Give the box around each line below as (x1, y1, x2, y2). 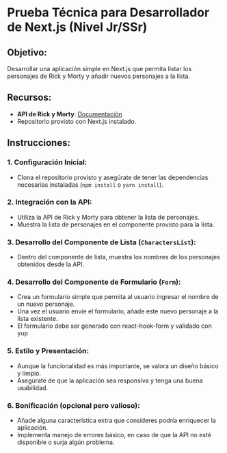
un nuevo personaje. (16, 300, 75, 309)
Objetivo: (7, 47, 48, 58)
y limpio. (16, 369, 42, 377)
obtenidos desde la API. (16, 260, 84, 268)
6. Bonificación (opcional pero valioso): (7, 400, 140, 410)
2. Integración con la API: (7, 197, 92, 207)
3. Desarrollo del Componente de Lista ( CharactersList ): (7, 237, 196, 247)
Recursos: (7, 92, 52, 103)
